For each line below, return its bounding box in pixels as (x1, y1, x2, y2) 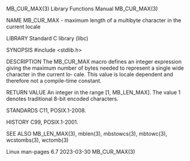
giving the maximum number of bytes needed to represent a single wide (6, 64, 184, 71)
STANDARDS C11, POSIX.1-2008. (6, 107, 86, 114)
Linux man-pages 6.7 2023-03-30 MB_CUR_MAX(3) (6, 148, 135, 155)
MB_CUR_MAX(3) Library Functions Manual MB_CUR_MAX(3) (6, 5, 158, 12)
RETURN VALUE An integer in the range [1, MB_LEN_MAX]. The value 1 (6, 89, 181, 96)
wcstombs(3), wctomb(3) (6, 136, 69, 144)
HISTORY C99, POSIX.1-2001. (6, 118, 79, 126)
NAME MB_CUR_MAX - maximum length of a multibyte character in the (6, 17, 182, 23)
